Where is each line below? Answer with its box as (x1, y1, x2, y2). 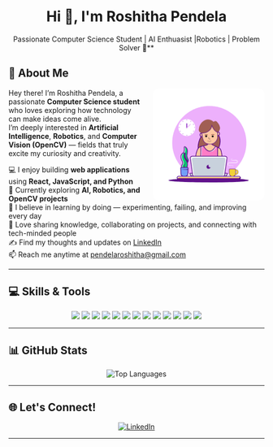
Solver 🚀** (119, 42, 154, 52)
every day (8, 210, 42, 220)
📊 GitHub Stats (8, 343, 88, 357)
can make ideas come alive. (8, 114, 102, 124)
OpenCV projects (8, 193, 68, 203)
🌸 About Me (8, 67, 69, 80)
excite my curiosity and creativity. (8, 148, 122, 158)
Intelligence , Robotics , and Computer (8, 131, 137, 141)
